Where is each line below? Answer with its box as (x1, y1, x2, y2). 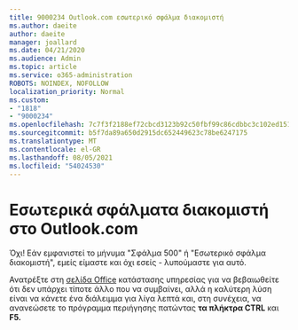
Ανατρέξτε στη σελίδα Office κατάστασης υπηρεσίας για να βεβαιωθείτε (9, 274, 279, 285)
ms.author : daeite (9, 21, 77, 30)
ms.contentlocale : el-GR (9, 145, 101, 153)
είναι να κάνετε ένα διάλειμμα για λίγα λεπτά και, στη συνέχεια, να (9, 294, 262, 304)
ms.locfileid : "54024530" (9, 161, 105, 170)
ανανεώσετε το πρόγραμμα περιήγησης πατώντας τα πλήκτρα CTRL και (9, 302, 279, 313)
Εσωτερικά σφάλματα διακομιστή (9, 200, 269, 220)
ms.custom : (9, 95, 50, 105)
